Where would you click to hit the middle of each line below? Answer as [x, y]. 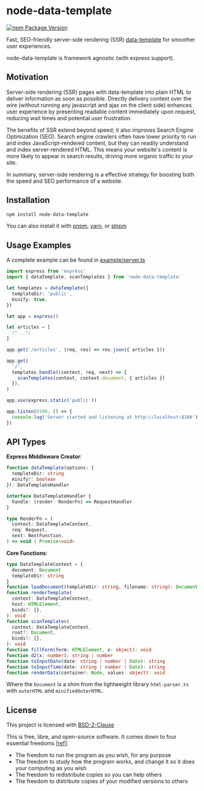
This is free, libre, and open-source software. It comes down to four [92, 737]
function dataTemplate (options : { [50, 468]
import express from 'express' [46, 271]
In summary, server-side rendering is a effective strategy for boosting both [100, 174]
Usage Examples [39, 245]
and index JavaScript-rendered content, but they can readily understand [97, 143]
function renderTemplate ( [39, 593]
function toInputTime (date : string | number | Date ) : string [86, 667]
